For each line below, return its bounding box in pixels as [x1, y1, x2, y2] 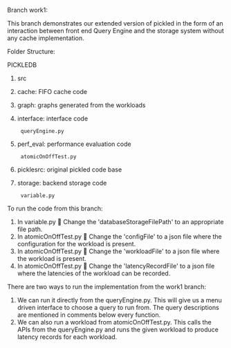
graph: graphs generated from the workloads [17, 101, 146, 109]
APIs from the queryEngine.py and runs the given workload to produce [17, 325, 219, 333]
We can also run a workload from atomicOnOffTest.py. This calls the [17, 318, 212, 326]
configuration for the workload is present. [17, 240, 136, 248]
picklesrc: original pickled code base [17, 165, 122, 174]
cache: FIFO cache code [17, 88, 88, 95]
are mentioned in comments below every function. [17, 311, 161, 319]
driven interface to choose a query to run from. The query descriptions [17, 304, 219, 311]
